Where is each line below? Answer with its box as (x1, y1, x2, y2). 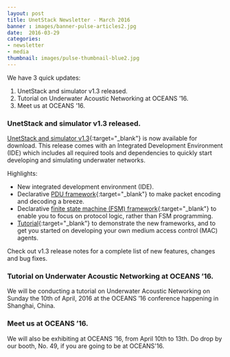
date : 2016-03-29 (7, 29, 60, 36)
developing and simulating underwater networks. (7, 156, 146, 165)
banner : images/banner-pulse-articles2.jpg (7, 23, 137, 30)
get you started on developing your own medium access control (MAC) (16, 227, 218, 235)
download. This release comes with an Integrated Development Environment (7, 141, 223, 150)
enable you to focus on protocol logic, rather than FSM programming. (16, 212, 214, 220)
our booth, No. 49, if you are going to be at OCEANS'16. (7, 341, 165, 350)
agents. (16, 234, 39, 242)
